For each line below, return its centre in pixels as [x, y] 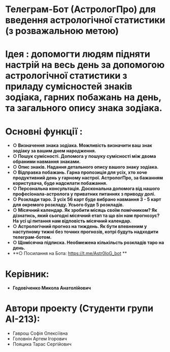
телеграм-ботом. [32, 237]
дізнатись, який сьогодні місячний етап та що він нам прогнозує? [86, 216]
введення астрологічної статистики [86, 20]
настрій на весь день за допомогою [85, 65]
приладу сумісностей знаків [69, 87]
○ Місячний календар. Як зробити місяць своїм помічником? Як [85, 210]
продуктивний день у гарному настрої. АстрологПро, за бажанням [88, 178]
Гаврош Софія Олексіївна [40, 333]
